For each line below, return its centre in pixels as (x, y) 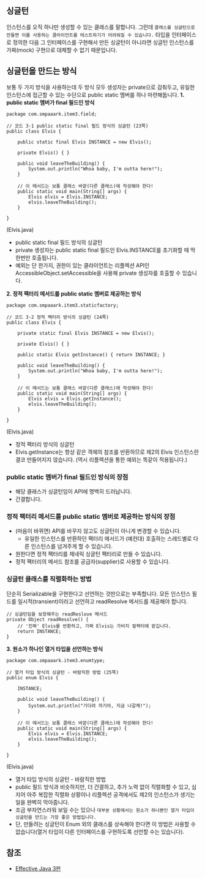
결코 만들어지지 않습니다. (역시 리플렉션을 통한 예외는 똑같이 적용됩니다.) (101, 459)
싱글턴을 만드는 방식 (42, 71)
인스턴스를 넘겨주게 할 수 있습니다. (72, 546)
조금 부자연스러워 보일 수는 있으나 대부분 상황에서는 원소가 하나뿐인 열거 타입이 (105, 810)
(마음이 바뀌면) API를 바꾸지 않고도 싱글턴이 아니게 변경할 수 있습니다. (98, 531)
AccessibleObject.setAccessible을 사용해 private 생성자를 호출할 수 (98, 273)
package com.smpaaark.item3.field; (52, 114)
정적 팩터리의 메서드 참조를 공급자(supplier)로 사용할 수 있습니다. (92, 562)
